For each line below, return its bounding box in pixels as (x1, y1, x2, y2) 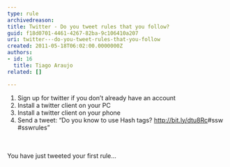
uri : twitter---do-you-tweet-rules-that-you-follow (7, 36, 160, 43)
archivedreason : (7, 17, 54, 24)
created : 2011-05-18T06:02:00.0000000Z (7, 42, 123, 49)
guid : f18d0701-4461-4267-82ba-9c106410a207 (7, 29, 139, 37)
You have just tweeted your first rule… (7, 151, 117, 160)
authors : (7, 49, 33, 56)
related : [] (7, 68, 42, 75)
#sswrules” (17, 123, 50, 132)
